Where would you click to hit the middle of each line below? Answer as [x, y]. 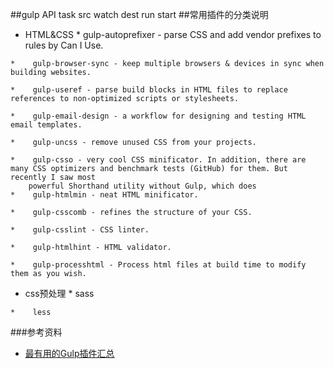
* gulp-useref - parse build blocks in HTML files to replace [149, 90]
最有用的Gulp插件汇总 [69, 353]
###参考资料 [36, 332]
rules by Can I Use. [64, 45]
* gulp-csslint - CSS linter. [80, 230]
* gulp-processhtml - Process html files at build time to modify [158, 265]
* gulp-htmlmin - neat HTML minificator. [104, 195]
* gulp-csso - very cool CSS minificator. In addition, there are [158, 160]
